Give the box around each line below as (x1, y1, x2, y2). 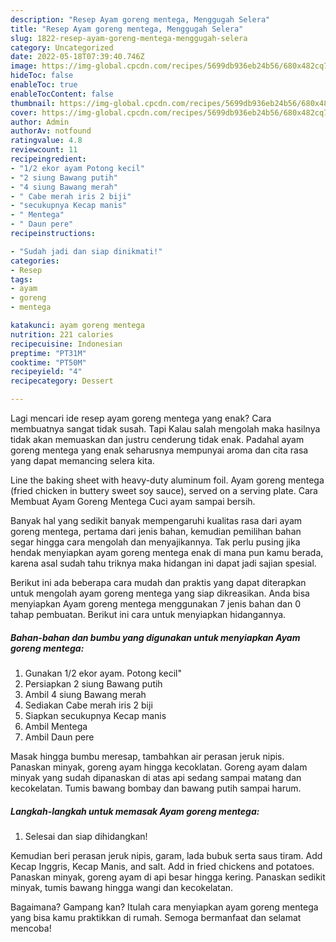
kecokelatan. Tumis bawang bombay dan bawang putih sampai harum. (10, 782, 302, 794)
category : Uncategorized (10, 42, 114, 53)
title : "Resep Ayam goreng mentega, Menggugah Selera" (10, 24, 244, 34)
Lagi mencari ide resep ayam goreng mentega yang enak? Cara (10, 412, 272, 424)
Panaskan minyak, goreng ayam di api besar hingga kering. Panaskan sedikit (10, 871, 326, 883)
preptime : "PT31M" (10, 348, 87, 358)
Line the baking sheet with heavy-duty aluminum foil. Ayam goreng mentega (10, 474, 325, 486)
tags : (10, 274, 33, 285)
